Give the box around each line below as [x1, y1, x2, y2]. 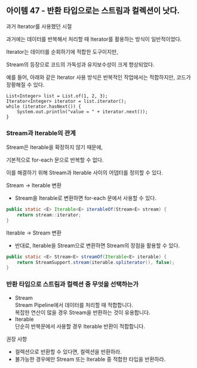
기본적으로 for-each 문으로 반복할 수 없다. [6, 156, 104, 163]
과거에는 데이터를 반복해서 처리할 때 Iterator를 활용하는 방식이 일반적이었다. [6, 35, 182, 42]
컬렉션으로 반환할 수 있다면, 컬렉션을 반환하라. [14, 348, 122, 355]
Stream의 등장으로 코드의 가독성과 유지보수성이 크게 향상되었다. [6, 60, 155, 68]
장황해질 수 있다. [6, 81, 45, 88]
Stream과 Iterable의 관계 [6, 129, 76, 137]
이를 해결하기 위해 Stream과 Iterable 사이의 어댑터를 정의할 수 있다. [6, 169, 163, 177]
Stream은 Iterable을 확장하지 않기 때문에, [6, 144, 103, 151]
